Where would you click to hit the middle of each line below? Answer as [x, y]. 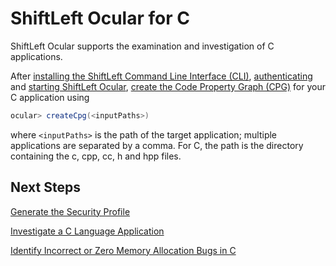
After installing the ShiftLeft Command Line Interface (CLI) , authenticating [161, 76]
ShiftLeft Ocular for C [100, 18]
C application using [50, 97]
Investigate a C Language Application [87, 231]
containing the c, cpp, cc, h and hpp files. [96, 156]
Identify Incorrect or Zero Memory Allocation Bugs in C [123, 250]
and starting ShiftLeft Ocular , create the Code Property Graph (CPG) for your [168, 86]
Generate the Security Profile [70, 211]
